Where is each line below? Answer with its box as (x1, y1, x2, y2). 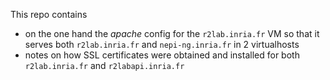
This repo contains (10, 9, 88, 20)
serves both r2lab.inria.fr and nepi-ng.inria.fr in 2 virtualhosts (24, 39, 300, 50)
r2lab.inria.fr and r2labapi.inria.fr (24, 60, 185, 71)
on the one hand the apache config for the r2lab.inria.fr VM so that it (24, 28, 320, 39)
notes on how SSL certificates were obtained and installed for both (24, 49, 300, 61)
